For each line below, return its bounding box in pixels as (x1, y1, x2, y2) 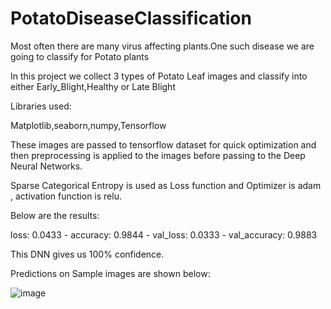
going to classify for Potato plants (10, 50, 150, 62)
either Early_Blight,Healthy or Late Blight (10, 80, 176, 92)
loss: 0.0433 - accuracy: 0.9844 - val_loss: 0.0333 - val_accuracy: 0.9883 (10, 228, 318, 241)
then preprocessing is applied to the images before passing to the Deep (10, 149, 306, 161)
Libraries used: (10, 100, 72, 112)
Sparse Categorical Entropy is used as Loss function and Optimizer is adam (10, 179, 322, 191)
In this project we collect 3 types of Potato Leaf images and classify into (10, 70, 308, 82)
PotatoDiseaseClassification (10, 7, 252, 30)
